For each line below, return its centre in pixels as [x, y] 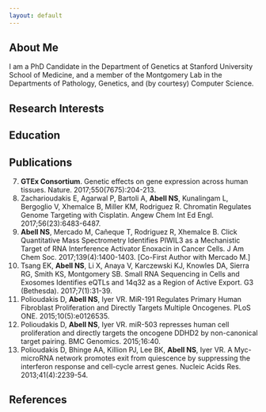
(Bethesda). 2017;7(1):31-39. [66, 291]
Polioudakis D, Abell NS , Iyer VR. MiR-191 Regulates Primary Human [131, 299]
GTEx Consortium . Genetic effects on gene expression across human [134, 181]
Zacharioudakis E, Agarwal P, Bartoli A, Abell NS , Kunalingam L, [124, 198]
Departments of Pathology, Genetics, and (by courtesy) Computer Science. [131, 83]
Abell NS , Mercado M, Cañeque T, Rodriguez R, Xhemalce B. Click [129, 232]
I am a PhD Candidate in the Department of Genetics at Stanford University [131, 67]
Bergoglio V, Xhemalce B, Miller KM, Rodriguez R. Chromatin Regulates [136, 207]
